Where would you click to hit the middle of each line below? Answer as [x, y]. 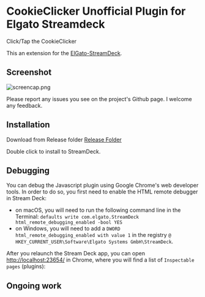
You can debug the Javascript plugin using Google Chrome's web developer [102, 186]
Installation [28, 125]
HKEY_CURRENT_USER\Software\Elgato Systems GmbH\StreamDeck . [94, 242]
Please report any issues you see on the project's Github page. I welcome [99, 99]
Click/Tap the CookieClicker [42, 41]
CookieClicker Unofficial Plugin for [96, 11]
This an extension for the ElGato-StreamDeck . [64, 53]
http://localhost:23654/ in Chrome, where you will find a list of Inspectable [100, 260]
